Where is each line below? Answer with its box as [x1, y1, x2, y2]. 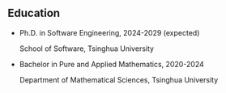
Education [7, 6, 61, 20]
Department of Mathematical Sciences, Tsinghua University [19, 74, 219, 84]
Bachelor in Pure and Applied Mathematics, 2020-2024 [19, 59, 204, 69]
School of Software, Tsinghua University [19, 44, 155, 53]
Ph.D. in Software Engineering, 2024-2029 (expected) [19, 27, 200, 37]
